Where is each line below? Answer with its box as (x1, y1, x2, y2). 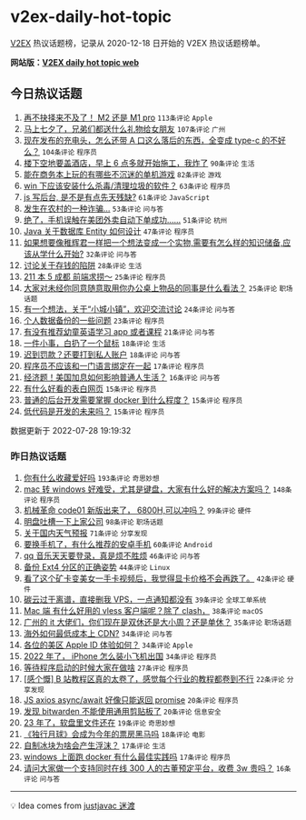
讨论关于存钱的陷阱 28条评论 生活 (23, 259, 143, 270)
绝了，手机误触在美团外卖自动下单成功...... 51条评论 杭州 (23, 214, 228, 225)
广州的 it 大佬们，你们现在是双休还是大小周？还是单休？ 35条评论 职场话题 (23, 616, 292, 628)
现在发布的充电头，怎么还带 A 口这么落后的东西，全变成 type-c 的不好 (23, 135, 287, 145)
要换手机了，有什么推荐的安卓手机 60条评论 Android (23, 539, 212, 550)
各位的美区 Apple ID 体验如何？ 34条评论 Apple (23, 639, 193, 651)
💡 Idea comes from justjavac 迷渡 (10, 800, 135, 811)
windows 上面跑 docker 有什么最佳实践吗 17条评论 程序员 (23, 752, 231, 763)
